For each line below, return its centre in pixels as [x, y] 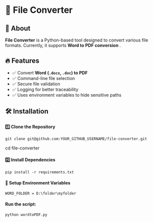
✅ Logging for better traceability [45, 89]
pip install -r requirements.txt [40, 172]
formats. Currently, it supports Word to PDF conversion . [63, 45]
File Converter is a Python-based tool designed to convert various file [77, 40]
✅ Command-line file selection [44, 78]
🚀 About [18, 28]
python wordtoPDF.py [26, 215]
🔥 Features [22, 61]
